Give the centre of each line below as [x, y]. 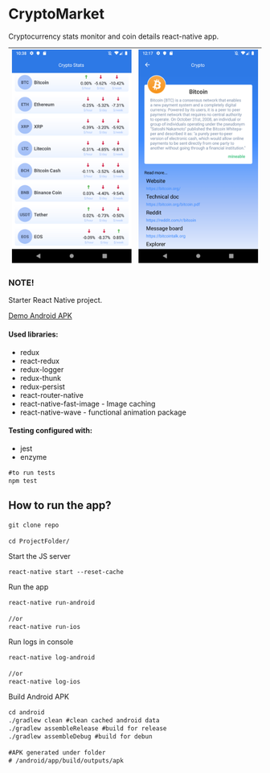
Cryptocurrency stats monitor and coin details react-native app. [114, 36]
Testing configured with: [50, 431]
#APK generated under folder [57, 752]
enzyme [33, 457]
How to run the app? [60, 505]
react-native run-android [51, 602]
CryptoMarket [56, 14]
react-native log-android [51, 657]
